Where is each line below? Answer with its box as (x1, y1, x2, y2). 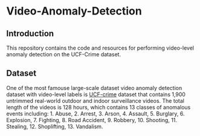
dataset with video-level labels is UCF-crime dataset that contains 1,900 (6, 91, 186, 98)
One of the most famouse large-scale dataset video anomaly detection (6, 84, 182, 91)
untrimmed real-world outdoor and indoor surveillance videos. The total (6, 97, 184, 104)
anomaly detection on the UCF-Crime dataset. (6, 51, 121, 58)
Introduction (6, 28, 54, 39)
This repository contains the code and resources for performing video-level (6, 44, 195, 51)
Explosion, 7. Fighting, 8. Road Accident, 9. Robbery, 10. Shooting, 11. (6, 116, 177, 123)
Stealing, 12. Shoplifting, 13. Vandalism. (6, 123, 103, 130)
